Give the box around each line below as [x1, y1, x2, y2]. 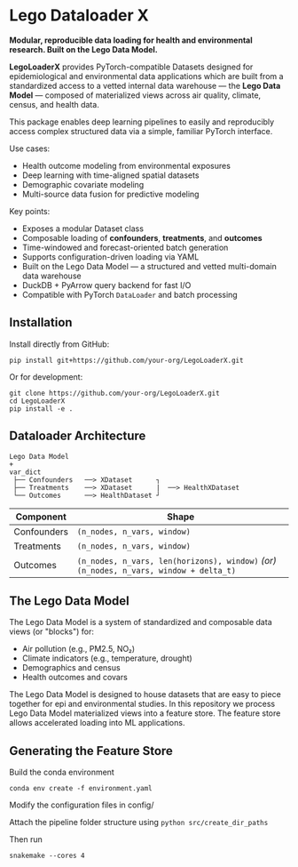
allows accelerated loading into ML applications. [9, 718, 185, 728]
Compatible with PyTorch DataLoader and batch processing [21, 289, 238, 300]
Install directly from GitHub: [9, 339, 110, 349]
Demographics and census [21, 662, 122, 673]
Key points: [9, 205, 51, 216]
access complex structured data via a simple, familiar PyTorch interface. [9, 125, 273, 136]
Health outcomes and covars [21, 672, 129, 683]
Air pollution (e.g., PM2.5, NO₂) [21, 644, 136, 654]
